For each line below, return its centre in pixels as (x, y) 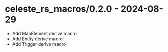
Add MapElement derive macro (44, 33)
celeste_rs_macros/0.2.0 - (62, 9)
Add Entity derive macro (37, 39)
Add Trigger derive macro (39, 44)
